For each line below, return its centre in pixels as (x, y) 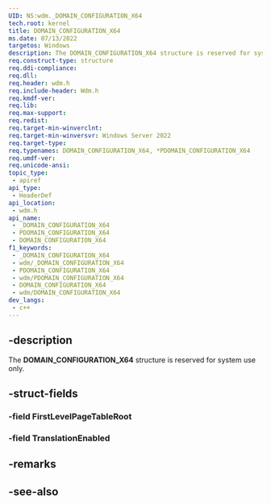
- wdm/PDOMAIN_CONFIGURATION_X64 (68, 278)
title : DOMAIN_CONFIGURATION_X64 (65, 31)
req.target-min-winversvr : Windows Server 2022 (90, 135)
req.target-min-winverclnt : (56, 128)
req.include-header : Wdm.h (54, 91)
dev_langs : (27, 300)
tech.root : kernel (39, 23)
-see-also (33, 492)
